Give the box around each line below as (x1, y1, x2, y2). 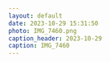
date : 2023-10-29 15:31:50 (8, 19, 99, 27)
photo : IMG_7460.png (8, 27, 78, 35)
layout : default (8, 11, 63, 20)
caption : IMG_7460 (8, 42, 70, 50)
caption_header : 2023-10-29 (8, 34, 103, 43)
